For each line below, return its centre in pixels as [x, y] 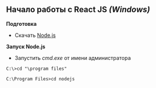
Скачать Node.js [35, 35]
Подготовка [21, 23]
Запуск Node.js [26, 46]
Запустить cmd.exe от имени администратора [73, 57]
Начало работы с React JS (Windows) [78, 10]
